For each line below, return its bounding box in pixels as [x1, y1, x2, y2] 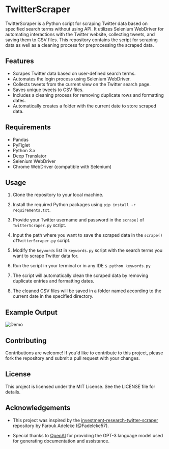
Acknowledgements [5, 404, 71, 412]
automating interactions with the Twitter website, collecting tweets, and [5, 31, 155, 37]
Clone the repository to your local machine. [12, 192, 103, 198]
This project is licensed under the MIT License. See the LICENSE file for [5, 383, 156, 389]
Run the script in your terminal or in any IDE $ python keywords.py [12, 263, 151, 269]
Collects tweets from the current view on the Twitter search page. [12, 81, 151, 87]
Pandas [12, 136, 29, 143]
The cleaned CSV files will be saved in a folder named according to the [12, 288, 162, 294]
